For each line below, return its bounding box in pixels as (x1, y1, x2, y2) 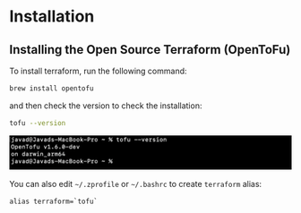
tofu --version (9, 118, 66, 127)
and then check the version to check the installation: (9, 100, 202, 111)
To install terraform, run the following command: (9, 65, 187, 76)
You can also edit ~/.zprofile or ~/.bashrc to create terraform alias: (9, 178, 262, 189)
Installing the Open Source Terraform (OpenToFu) (9, 42, 291, 57)
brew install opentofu (9, 84, 94, 93)
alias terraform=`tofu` (9, 197, 99, 206)
